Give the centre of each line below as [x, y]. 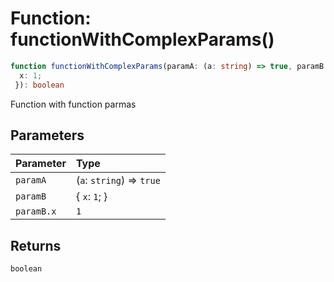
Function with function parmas [73, 104]
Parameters [47, 135]
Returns [36, 245]
